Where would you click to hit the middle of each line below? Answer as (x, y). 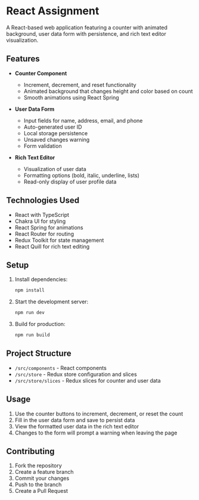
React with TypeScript (42, 215)
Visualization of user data (55, 169)
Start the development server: (52, 302)
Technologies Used (43, 201)
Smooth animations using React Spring (71, 97)
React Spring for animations (49, 227)
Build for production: (40, 324)
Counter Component (41, 73)
